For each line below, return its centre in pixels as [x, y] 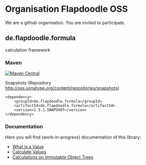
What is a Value [28, 147]
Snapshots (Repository [28, 83]
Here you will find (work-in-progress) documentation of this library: [73, 137]
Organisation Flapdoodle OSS [66, 9]
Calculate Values [29, 152]
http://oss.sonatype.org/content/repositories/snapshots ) [62, 88]
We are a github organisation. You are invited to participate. [65, 23]
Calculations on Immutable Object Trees [53, 157]
